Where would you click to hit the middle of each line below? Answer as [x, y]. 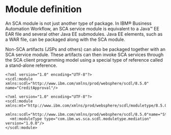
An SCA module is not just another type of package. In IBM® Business [78, 23]
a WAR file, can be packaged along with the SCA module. [65, 39]
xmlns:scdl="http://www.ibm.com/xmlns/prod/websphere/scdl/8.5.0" [77, 83]
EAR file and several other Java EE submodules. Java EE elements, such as [84, 34]
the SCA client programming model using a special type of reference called [84, 60]
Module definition [44, 9]
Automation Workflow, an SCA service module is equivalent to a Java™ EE [82, 28]
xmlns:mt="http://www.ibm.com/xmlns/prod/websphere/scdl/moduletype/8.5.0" [87, 105]
